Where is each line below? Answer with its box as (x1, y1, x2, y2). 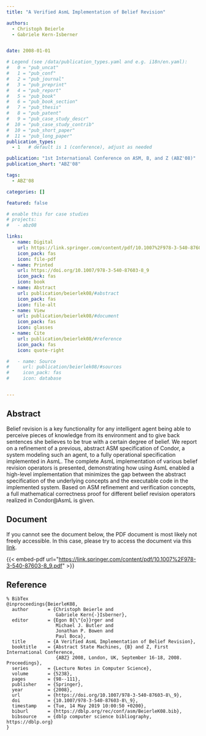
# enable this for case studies (6, 211, 89, 217)
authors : (6, 20, 29, 26)
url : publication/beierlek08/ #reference (17, 336, 122, 342)
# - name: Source (6, 358, 56, 364)
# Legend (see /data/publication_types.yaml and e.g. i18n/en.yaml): (6, 59, 188, 65)
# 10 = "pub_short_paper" (6, 127, 75, 133)
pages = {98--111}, (12, 676, 81, 683)
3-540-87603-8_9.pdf (6, 561, 63, 569)
